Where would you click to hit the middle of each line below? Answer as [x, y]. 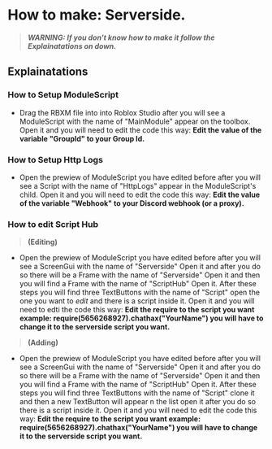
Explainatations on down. [72, 46]
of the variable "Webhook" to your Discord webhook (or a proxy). [132, 203]
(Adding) [43, 342]
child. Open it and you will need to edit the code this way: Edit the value [140, 194]
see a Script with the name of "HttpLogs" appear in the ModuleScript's [138, 185]
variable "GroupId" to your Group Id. [82, 138]
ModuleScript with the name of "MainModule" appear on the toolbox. [135, 121]
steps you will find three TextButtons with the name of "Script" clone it [137, 393]
